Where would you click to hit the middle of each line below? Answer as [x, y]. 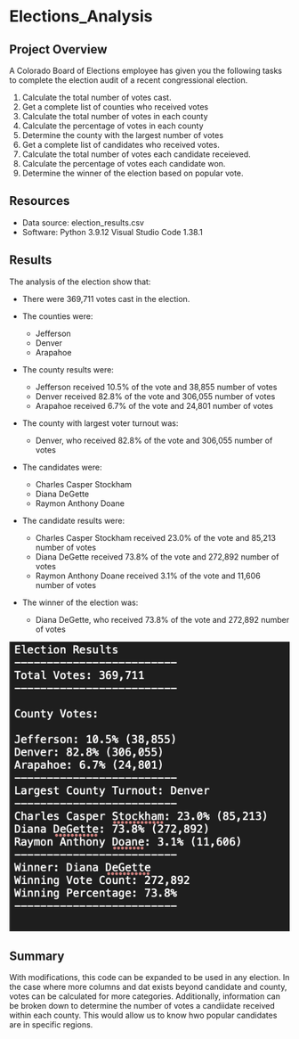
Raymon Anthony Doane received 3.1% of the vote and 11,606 [148, 576]
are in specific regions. [51, 1025]
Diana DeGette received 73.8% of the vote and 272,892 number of [157, 556]
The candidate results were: [73, 520]
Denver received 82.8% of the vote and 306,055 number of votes [155, 396]
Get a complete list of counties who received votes [115, 107]
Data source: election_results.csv [83, 222]
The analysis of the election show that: [80, 282]
